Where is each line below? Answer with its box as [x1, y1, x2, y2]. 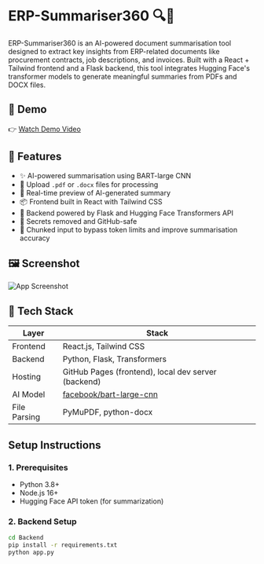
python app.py [8, 548, 55, 556]
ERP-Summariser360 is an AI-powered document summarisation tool [8, 38, 232, 48]
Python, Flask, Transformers [62, 353, 167, 364]
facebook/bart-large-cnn [62, 389, 159, 400]
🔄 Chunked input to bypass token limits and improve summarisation [19, 225, 238, 234]
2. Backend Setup [8, 516, 77, 527]
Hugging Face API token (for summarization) [19, 496, 164, 506]
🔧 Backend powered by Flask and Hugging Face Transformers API [19, 208, 234, 218]
